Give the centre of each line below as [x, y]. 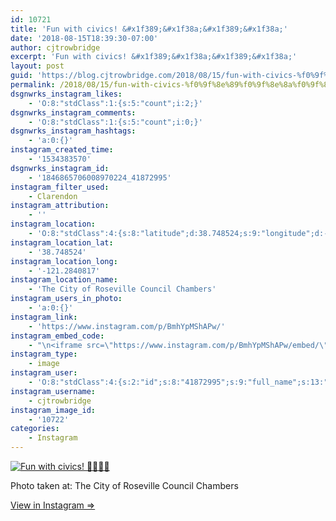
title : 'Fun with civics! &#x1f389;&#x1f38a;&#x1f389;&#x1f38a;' [149, 29]
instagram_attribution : [60, 206]
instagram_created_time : [62, 150]
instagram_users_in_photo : [66, 299]
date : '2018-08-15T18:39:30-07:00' [84, 38]
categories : [35, 429]
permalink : [33, 85]
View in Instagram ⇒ [53, 505]
